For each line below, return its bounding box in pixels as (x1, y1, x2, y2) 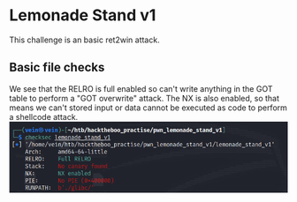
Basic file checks (9, 60, 105, 75)
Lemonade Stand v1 (9, 5, 156, 26)
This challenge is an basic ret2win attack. (9, 34, 161, 45)
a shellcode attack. (9, 111, 79, 122)
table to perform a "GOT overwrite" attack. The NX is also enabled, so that (9, 93, 280, 103)
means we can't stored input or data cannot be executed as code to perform (9, 102, 287, 113)
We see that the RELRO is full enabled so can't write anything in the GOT (9, 83, 273, 94)
